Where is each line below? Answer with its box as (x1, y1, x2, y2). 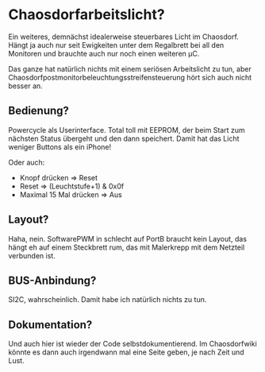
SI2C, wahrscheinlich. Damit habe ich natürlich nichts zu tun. (8, 295, 207, 304)
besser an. (8, 81, 44, 91)
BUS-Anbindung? (8, 273, 97, 287)
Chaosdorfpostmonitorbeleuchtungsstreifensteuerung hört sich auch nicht (8, 72, 252, 82)
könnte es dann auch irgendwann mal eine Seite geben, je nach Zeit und (8, 347, 244, 357)
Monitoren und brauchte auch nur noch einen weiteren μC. (8, 48, 200, 58)
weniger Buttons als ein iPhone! (8, 141, 112, 152)
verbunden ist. (8, 250, 56, 260)
